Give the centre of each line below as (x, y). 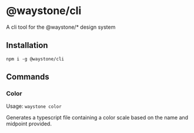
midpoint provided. (29, 124)
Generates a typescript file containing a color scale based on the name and (97, 118)
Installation (27, 45)
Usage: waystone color (34, 106)
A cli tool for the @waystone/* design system (61, 27)
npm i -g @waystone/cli (35, 59)
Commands (28, 77)
